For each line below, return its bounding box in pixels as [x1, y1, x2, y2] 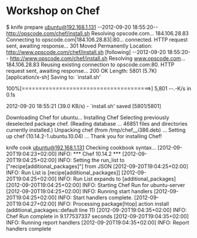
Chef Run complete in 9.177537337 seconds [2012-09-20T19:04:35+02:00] [6, 213, 189, 220]
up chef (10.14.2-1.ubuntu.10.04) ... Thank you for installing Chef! [6, 132, 162, 139]
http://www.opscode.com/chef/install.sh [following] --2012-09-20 [6, 48, 166, 55]
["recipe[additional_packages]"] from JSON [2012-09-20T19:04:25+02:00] [6, 163, 188, 170]
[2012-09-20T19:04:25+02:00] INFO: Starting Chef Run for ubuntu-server [6, 181, 185, 189]
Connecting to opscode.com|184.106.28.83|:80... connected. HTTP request [6, 36, 188, 43]
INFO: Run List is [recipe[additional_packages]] [6, 169, 121, 176]
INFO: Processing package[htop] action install [58, 200, 169, 207]
